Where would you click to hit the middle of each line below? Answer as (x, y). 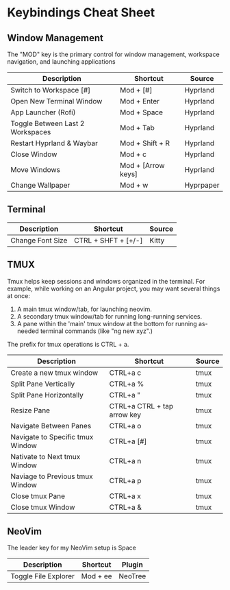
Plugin (133, 565)
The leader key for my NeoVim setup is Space (72, 548)
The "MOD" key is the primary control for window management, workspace (114, 54)
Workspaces (31, 132)
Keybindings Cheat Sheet (81, 13)
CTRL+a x (125, 496)
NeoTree (132, 576)
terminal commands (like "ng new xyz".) (96, 331)
